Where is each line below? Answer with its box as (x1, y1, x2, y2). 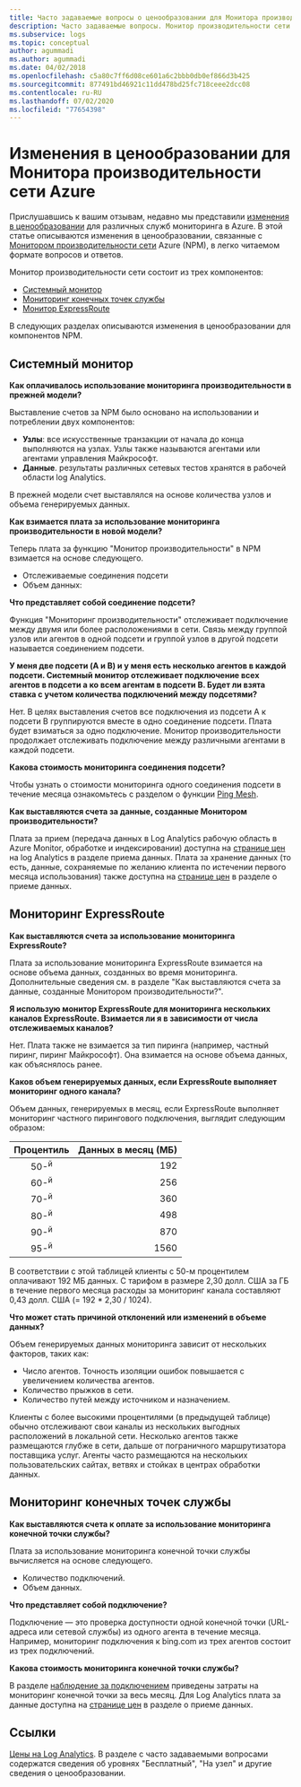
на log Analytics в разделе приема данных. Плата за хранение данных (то (9, 852, 291, 862)
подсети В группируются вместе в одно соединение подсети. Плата (9, 716, 272, 727)
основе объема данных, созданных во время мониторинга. (9, 966, 238, 978)
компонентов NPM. (9, 330, 83, 341)
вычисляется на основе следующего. (9, 1555, 153, 1565)
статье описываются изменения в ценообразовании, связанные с (9, 231, 262, 241)
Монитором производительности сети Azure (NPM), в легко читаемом (9, 240, 280, 251)
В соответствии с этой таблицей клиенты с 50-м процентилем (9, 1266, 249, 1277)
